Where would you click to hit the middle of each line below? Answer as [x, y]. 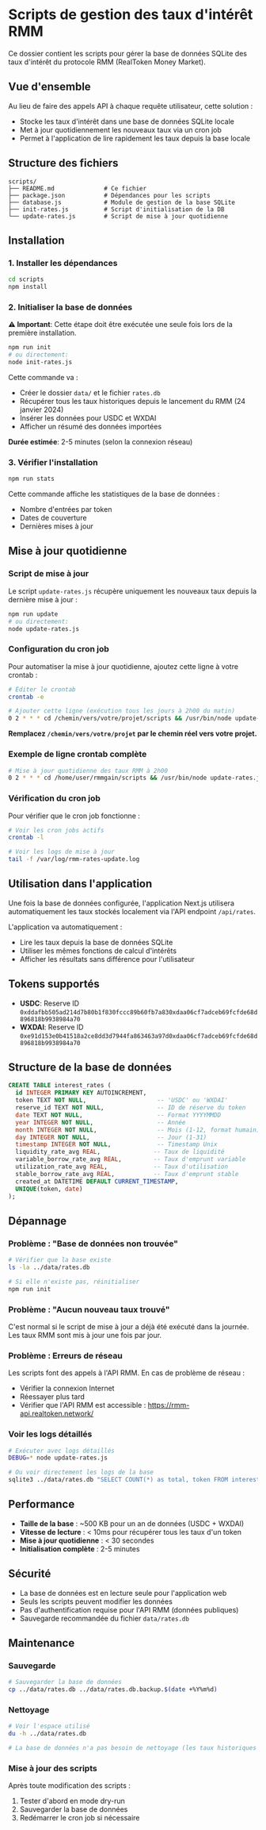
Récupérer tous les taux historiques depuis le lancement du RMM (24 [133, 401]
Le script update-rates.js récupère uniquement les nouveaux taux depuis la [133, 591]
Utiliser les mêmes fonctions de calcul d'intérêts [98, 951]
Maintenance [42, 1643]
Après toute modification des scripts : [69, 1786]
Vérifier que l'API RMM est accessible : [83, 1405]
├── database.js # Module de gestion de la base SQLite [122, 202]
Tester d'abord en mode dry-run [72, 1801]
